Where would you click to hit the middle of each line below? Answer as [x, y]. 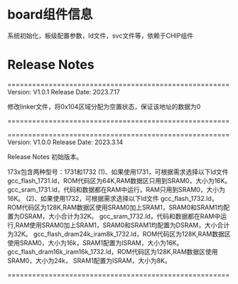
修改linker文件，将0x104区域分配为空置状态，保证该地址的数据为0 [104, 106]
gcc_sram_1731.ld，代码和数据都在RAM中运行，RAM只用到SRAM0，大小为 [117, 190]
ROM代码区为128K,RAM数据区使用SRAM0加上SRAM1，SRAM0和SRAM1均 [115, 207]
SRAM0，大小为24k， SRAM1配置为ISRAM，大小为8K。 [90, 261]
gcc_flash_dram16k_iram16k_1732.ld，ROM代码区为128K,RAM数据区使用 [113, 251]
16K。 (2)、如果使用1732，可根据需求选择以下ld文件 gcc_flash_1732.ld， [113, 198]
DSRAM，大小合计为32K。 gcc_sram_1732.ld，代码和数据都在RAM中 [120, 216]
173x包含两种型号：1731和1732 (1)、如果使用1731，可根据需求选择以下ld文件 [118, 172]
